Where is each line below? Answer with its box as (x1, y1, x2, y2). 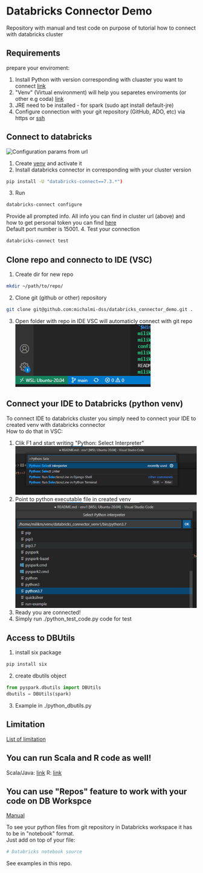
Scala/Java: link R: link (6, 769, 62, 776)
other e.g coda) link (14, 95, 64, 102)
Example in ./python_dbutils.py (14, 702, 92, 709)
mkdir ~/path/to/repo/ (6, 283, 63, 289)
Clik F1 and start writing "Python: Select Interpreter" (14, 439, 144, 446)
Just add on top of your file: (6, 836, 76, 843)
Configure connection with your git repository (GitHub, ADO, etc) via (14, 107, 185, 115)
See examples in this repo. (6, 860, 72, 867)
